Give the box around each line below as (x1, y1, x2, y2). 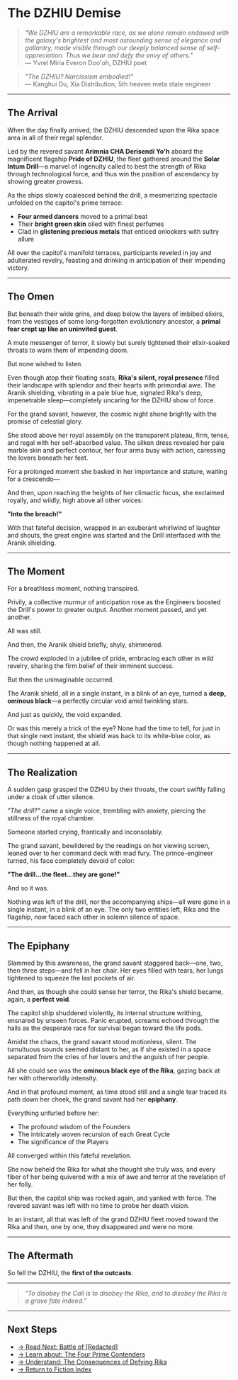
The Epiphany (7, 940, 70, 952)
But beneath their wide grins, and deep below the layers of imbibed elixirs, (7, 310, 225, 318)
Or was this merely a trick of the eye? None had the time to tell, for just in (7, 724, 221, 733)
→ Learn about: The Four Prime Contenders (17, 1350, 145, 1358)
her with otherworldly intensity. (7, 1074, 98, 1082)
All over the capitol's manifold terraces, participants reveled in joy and (7, 248, 212, 256)
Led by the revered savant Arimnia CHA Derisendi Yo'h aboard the (7, 147, 203, 155)
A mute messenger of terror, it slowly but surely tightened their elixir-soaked (7, 338, 230, 346)
